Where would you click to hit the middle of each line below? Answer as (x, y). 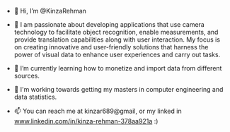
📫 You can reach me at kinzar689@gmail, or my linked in (98, 111)
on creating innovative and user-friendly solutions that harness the (111, 47)
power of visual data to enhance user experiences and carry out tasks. (117, 54)
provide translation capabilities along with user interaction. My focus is (117, 40)
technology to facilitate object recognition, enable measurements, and (116, 32)
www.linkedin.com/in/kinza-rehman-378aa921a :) (86, 121)
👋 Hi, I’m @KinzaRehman (50, 11)
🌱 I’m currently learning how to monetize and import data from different (118, 68)
